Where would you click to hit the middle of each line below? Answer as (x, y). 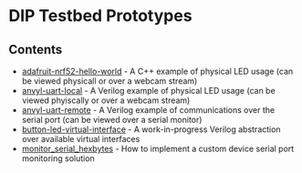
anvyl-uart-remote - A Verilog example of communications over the (148, 110)
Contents (36, 50)
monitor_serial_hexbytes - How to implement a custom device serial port (158, 148)
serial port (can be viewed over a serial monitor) (112, 120)
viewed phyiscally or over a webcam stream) (106, 100)
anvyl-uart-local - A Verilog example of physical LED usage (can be (148, 91)
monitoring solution (58, 158)
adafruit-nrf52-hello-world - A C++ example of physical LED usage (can (157, 71)
